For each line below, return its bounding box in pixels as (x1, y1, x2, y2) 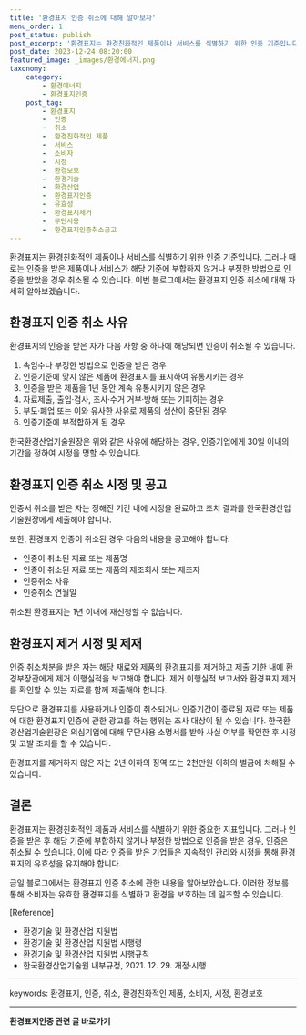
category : (25, 73, 64, 82)
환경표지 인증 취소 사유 (9, 314, 129, 330)
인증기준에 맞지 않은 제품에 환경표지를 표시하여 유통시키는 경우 (22, 371, 244, 383)
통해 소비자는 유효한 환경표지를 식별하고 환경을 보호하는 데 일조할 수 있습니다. (9, 888, 284, 899)
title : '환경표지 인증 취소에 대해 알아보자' (9, 13, 157, 23)
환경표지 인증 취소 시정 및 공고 (9, 477, 168, 492)
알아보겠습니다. (25, 285, 80, 296)
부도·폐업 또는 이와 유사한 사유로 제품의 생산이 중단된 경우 (22, 405, 228, 416)
